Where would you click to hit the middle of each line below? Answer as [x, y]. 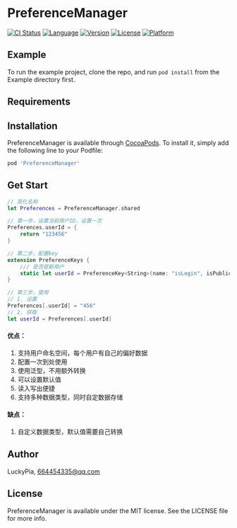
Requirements [39, 102]
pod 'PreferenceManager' [44, 163]
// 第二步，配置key [33, 253]
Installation [32, 126]
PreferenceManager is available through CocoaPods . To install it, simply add [118, 142]
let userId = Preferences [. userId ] [60, 319]
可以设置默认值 [39, 379]
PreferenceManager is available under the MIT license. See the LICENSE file [118, 510]
